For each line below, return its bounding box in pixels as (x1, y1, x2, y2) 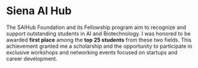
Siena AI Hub (6, 4, 72, 18)
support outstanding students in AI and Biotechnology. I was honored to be (6, 30, 191, 37)
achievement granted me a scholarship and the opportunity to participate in (6, 43, 193, 50)
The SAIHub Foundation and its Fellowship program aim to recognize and (6, 24, 187, 31)
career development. (6, 55, 58, 62)
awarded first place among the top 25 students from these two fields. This (6, 36, 192, 43)
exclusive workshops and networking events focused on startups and (6, 48, 178, 56)
